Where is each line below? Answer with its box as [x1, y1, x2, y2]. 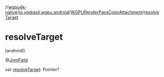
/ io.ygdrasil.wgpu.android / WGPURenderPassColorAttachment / [17, 9, 144, 15]
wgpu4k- [8, 4, 27, 10]
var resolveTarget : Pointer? [5, 66, 60, 72]
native [5, 9, 18, 15]
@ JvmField [5, 57, 28, 63]
